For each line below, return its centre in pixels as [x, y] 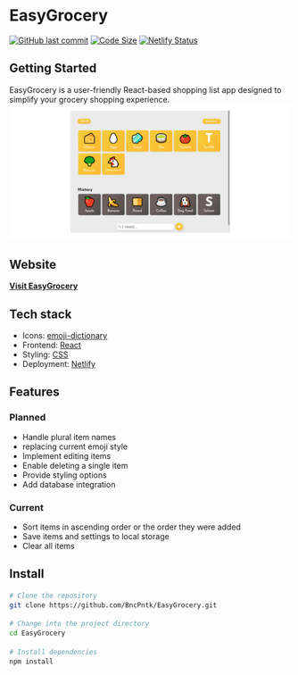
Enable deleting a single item [75, 465]
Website [33, 264]
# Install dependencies [54, 653]
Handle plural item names [69, 437]
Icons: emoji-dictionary [65, 336]
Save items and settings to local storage [95, 536]
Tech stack [41, 314]
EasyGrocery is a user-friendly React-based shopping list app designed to [145, 89]
